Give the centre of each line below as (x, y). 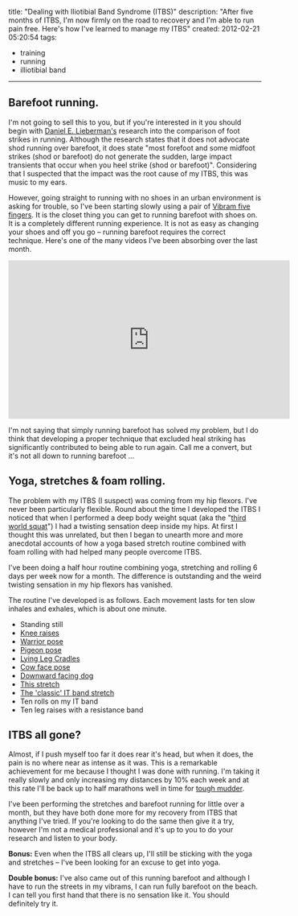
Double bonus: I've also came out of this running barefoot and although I (129, 878)
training (33, 53)
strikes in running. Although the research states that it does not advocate (129, 139)
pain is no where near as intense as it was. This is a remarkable (113, 763)
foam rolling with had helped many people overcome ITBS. (105, 551)
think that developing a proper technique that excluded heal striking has (127, 439)
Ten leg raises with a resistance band (82, 710)
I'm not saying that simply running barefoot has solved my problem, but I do (133, 430)
